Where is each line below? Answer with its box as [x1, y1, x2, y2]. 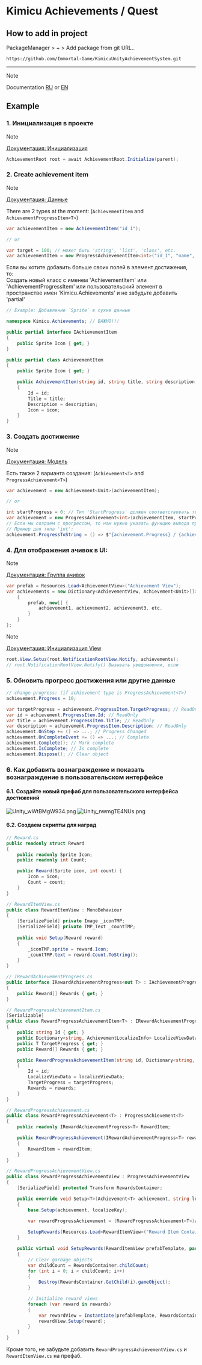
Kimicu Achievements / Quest [6, 4, 158, 18]
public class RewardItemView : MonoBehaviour [6, 907, 122, 913]
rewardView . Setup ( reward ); [38, 1318, 106, 1324]
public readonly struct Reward [6, 840, 85, 846]
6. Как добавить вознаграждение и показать [6, 765, 145, 773]
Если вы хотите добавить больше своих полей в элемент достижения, [6, 264, 188, 271]
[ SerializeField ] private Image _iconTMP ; [17, 918, 125, 924]
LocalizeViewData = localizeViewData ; [28, 1074, 125, 1080]
